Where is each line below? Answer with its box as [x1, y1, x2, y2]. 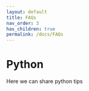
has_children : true [6, 25, 56, 32]
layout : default [6, 8, 47, 15]
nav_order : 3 [6, 20, 39, 26]
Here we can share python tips [6, 78, 83, 85]
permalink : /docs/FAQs [6, 32, 64, 38]
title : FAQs [6, 15, 36, 21]
